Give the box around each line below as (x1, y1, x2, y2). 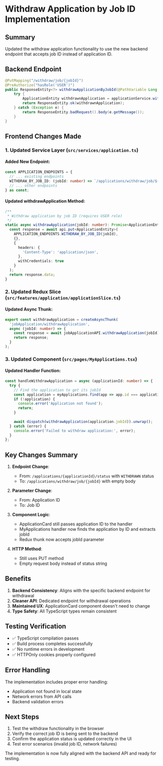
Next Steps (5, 713, 39, 721)
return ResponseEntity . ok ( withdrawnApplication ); (22, 101, 125, 105)
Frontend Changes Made (5, 132, 81, 140)
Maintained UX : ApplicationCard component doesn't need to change (12, 603, 150, 609)
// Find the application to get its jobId (14, 387, 101, 392)
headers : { (17, 245, 40, 250)
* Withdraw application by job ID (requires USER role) (7, 213, 123, 218)
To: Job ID (19, 502, 40, 508)
